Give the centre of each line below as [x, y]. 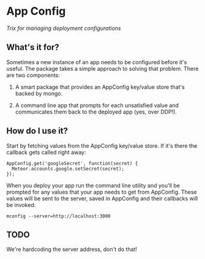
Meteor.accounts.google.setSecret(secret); [68, 169]
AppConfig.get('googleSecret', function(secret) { [72, 163]
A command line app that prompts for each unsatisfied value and [97, 105]
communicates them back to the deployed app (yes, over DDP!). [96, 112]
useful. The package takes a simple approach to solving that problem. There [102, 68]
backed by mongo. [39, 93]
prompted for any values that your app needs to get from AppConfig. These [102, 192]
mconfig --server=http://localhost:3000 [59, 216]
